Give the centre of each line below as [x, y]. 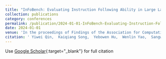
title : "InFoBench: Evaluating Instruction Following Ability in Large [80, 10]
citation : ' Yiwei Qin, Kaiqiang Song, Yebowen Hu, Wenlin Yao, [76, 37]
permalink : [16, 23]
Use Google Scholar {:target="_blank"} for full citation [59, 51]
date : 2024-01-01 [23, 28]
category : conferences [28, 19]
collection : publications [32, 14]
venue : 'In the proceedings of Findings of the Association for [73, 32]
